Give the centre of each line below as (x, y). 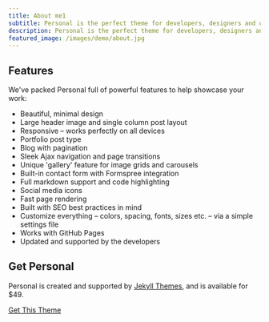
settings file (39, 224)
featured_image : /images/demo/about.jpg (77, 38)
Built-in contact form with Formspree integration (99, 174)
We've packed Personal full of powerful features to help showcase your (126, 90)
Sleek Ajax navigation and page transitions (90, 156)
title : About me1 (37, 16)
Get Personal (41, 266)
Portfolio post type (50, 139)
